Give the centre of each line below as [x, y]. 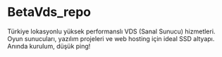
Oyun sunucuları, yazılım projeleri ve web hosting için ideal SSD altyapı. [111, 38]
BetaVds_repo [49, 12]
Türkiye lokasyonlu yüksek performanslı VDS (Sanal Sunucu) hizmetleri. [111, 31]
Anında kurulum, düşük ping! [49, 46]
